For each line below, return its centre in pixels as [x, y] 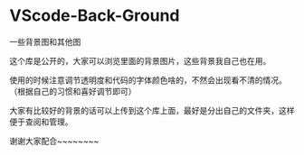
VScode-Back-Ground [95, 16]
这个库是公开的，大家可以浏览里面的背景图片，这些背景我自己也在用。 [140, 60]
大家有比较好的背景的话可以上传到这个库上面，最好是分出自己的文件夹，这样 [152, 110]
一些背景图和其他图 [45, 41]
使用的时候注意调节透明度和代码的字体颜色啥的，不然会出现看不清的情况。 [148, 80]
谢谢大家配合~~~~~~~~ [54, 141]
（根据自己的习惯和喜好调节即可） [73, 91]
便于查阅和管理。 [41, 122]
